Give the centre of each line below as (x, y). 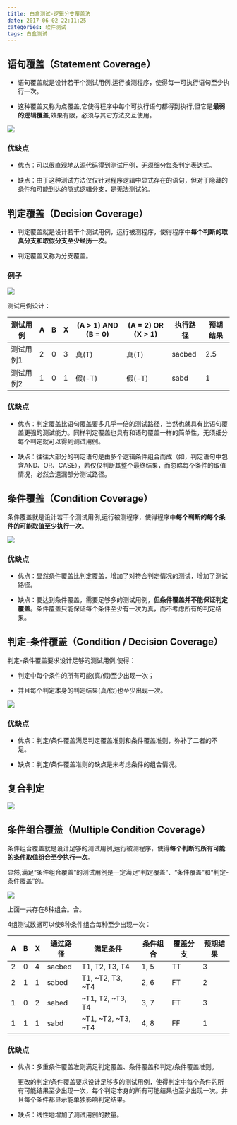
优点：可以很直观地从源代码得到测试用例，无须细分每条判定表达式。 (116, 165)
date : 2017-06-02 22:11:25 (47, 21)
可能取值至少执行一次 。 (54, 526)
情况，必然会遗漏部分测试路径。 (64, 474)
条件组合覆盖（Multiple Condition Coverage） (109, 830)
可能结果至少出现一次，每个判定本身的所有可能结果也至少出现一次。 (123, 1090)
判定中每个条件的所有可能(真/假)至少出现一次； (86, 675)
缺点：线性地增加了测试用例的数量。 (70, 1114)
